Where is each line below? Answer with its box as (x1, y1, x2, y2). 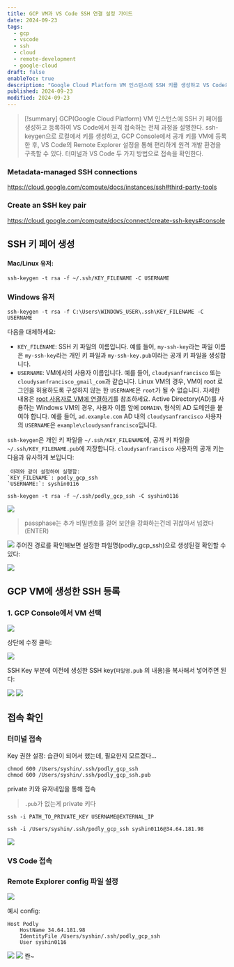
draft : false (7, 68, 45, 75)
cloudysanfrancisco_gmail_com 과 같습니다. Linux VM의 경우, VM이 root (17, 377, 216, 386)
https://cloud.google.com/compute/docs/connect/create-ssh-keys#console (7, 216, 225, 224)
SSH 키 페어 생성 (7, 238, 75, 250)
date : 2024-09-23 (7, 17, 58, 24)
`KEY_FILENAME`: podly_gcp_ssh (7, 475, 98, 482)
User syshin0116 (19, 939, 68, 946)
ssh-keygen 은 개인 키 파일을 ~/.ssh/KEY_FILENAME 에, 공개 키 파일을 (7, 436, 190, 444)
